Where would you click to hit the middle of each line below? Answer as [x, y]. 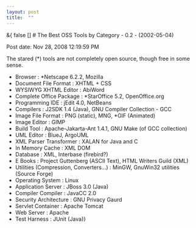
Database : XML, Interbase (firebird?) [61, 154]
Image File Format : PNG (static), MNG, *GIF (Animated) [85, 116]
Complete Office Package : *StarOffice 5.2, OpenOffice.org [89, 96]
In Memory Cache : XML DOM [53, 148]
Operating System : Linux [47, 180]
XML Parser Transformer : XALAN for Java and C [76, 141]
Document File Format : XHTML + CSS [63, 83]
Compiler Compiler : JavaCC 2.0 [55, 193]
